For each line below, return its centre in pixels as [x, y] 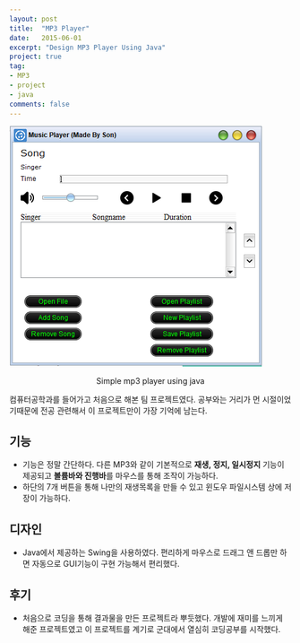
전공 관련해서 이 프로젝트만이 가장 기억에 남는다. [124, 410]
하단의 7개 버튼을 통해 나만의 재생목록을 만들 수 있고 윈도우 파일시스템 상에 [152, 487]
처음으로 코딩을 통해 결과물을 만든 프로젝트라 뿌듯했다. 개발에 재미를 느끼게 [153, 618]
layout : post [34, 19]
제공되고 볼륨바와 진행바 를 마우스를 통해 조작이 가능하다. [120, 476]
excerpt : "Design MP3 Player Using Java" [88, 48]
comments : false [39, 104]
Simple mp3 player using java [150, 380]
